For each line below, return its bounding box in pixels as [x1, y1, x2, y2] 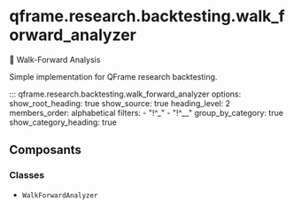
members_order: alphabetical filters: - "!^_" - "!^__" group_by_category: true [9, 107, 283, 118]
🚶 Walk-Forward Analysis [9, 54, 101, 65]
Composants [9, 143, 82, 158]
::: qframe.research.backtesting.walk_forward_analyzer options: [9, 89, 242, 99]
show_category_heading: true [9, 117, 117, 128]
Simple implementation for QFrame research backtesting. [9, 71, 218, 81]
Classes [9, 169, 45, 182]
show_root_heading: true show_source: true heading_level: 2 [9, 97, 231, 108]
